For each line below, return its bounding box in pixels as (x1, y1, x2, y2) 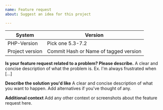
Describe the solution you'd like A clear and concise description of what (5, 80, 153, 86)
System (15, 31, 34, 38)
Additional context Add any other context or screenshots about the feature (5, 95, 158, 101)
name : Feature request (5, 7, 52, 12)
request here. (5, 100, 32, 106)
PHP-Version (7, 40, 38, 46)
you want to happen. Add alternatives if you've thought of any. (5, 85, 132, 91)
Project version (7, 47, 43, 54)
